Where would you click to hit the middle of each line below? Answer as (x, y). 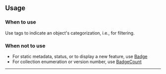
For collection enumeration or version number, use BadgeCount (77, 62)
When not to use (25, 45)
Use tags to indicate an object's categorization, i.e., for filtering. (70, 33)
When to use (21, 22)
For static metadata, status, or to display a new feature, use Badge (80, 56)
